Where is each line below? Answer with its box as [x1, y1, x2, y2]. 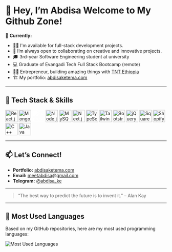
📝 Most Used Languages [5, 212, 84, 221]
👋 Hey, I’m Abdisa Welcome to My [5, 5, 151, 16]
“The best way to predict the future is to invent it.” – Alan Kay [17, 192, 147, 199]
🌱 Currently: [5, 32, 32, 38]
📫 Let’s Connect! [5, 151, 62, 159]
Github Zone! [5, 15, 62, 27]
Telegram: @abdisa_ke [12, 178, 62, 184]
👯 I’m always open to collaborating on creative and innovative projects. [12, 48, 162, 54]
